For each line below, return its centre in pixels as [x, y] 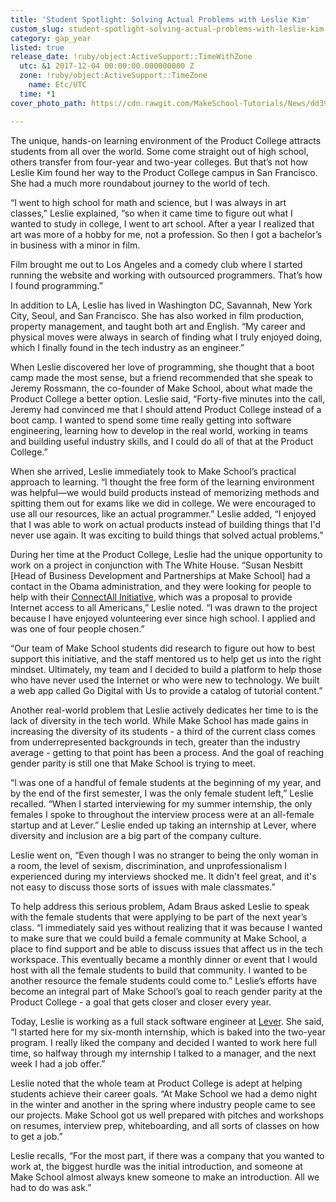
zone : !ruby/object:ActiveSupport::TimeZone [113, 76]
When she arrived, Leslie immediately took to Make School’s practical [153, 471]
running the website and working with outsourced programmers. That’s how [166, 275]
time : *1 [37, 94]
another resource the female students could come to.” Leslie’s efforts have [164, 980]
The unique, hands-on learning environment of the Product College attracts [166, 140]
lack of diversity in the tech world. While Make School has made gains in [159, 720]
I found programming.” [56, 285]
